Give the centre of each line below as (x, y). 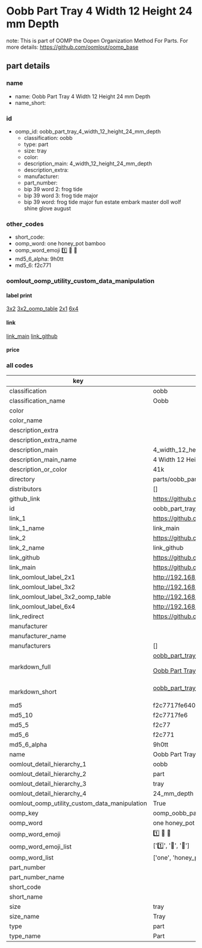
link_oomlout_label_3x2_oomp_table (60, 597)
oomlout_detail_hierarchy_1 (48, 764)
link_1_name (27, 528)
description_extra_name (43, 440)
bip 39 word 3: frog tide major (61, 195)
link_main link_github (32, 336)
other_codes (25, 224)
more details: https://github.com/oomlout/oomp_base (72, 47)
